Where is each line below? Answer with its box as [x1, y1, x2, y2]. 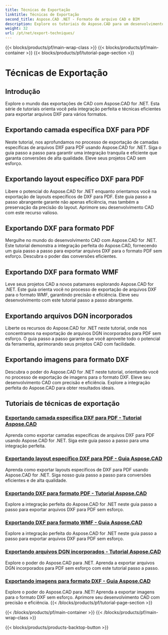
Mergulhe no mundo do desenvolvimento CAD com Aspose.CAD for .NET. [5, 237, 157, 243]
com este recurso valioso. [5, 209, 58, 216]
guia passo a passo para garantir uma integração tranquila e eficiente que [5, 149, 157, 155]
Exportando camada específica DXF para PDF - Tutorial [5, 414, 141, 421]
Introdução [5, 87, 40, 96]
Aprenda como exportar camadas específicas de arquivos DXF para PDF [5, 432, 155, 438]
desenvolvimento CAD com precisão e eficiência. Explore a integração [5, 379, 150, 385]
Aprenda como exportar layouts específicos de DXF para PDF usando [5, 466, 148, 472]
